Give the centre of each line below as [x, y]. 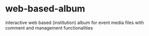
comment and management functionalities [49, 27]
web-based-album [45, 9]
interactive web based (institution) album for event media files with [74, 22]
